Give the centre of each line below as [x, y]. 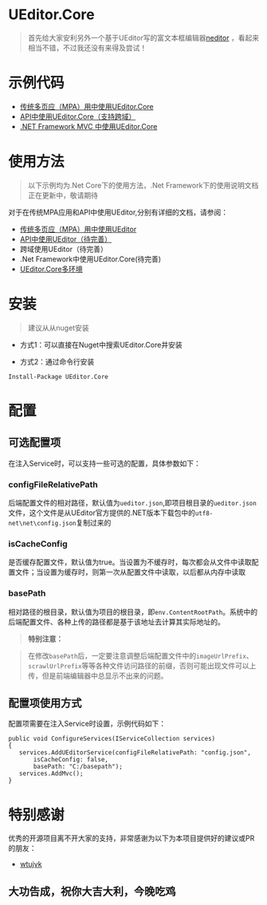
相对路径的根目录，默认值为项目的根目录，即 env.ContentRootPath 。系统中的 [133, 612]
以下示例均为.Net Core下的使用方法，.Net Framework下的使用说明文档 [143, 185]
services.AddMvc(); [51, 774]
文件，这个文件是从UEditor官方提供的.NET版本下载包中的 [102, 513]
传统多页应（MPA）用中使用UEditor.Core [86, 106]
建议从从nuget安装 [58, 328]
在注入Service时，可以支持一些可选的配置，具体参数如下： [105, 463]
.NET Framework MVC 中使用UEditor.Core [88, 126]
